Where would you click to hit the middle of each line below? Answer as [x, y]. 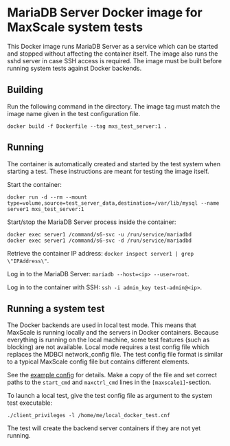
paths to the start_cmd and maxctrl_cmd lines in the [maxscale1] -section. [109, 382]
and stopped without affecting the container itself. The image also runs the [113, 54]
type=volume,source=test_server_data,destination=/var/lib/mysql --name [113, 203]
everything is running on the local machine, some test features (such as [108, 340]
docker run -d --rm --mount [47, 197]
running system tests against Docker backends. [74, 68]
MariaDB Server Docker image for [105, 13]
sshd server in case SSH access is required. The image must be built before [114, 60]
